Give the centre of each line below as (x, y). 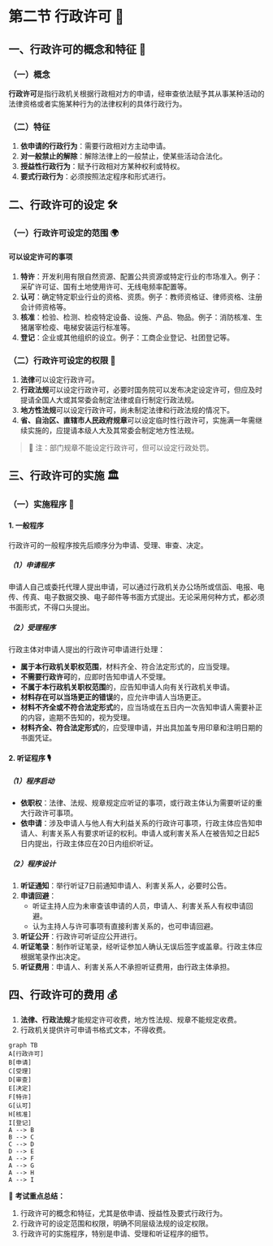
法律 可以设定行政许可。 (59, 380)
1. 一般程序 (26, 525)
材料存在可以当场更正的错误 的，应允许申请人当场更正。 (113, 697)
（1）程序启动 (32, 780)
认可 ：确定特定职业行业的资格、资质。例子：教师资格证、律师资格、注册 (141, 297)
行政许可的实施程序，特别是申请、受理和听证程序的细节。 (116, 1233)
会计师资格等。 (45, 306)
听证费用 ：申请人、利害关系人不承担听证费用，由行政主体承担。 (127, 966)
